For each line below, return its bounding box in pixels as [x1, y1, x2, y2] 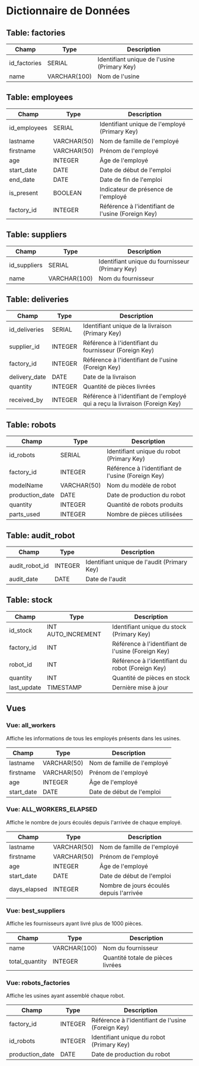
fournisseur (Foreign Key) [82, 346, 155, 355]
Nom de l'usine [97, 72, 140, 81]
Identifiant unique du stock [112, 622, 187, 631]
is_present [9, 188, 38, 197]
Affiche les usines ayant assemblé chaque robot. [6, 992, 126, 999]
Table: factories [6, 28, 66, 38]
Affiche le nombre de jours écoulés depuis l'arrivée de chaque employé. [6, 818, 182, 826]
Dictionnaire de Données [6, 4, 130, 18]
